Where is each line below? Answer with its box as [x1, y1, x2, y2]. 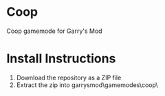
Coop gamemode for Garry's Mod [6, 27, 102, 35]
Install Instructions [6, 51, 116, 67]
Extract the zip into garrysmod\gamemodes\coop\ [16, 80, 159, 89]
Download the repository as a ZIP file [16, 73, 122, 82]
